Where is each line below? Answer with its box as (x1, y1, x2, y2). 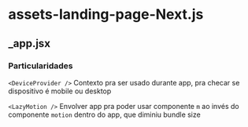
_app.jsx (8, 37, 51, 50)
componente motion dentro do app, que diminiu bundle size (8, 110, 201, 119)
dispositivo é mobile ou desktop (8, 86, 112, 96)
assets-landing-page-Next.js (8, 5, 204, 24)
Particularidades (8, 60, 73, 71)
